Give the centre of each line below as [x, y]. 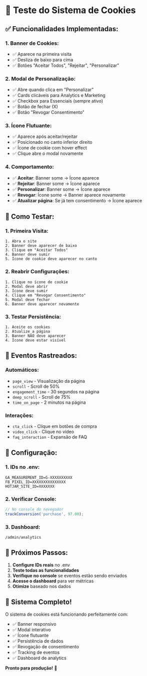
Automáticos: [22, 370]
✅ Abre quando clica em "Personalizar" [53, 90]
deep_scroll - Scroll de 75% [41, 397]
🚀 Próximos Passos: [37, 553]
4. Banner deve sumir [28, 255]
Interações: [19, 415]
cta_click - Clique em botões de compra [55, 427]
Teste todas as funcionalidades [45, 570]
